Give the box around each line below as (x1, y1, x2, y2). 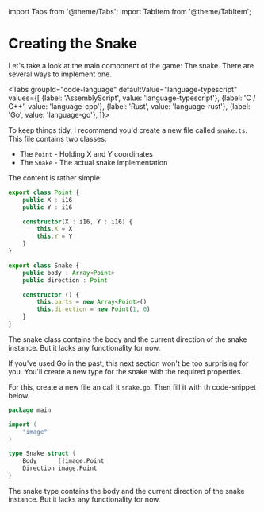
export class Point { (8, 188, 80, 196)
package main (8, 405, 52, 414)
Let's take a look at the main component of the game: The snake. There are (8, 60, 254, 70)
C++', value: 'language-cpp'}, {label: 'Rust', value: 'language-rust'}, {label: (8, 101, 251, 111)
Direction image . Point (22, 464, 98, 472)
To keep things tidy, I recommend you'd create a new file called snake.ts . (8, 125, 248, 134)
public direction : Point (22, 276, 109, 285)
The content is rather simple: (8, 173, 102, 182)
